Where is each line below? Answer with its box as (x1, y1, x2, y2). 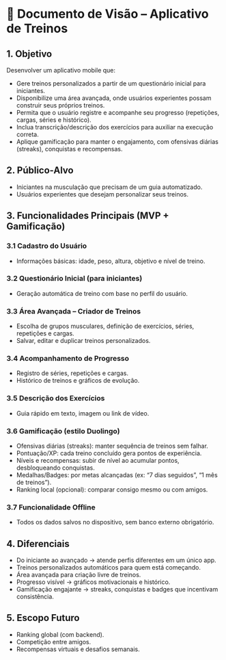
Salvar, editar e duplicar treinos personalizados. (16, 337, 151, 345)
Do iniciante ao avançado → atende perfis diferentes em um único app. (16, 556, 216, 564)
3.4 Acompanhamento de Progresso (6, 354, 130, 364)
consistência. (16, 592, 54, 601)
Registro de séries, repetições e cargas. (16, 369, 129, 377)
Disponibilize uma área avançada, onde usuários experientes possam (16, 94, 212, 102)
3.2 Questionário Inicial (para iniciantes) (6, 274, 143, 283)
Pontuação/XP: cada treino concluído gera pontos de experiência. (16, 448, 202, 457)
